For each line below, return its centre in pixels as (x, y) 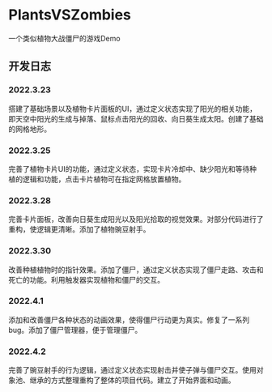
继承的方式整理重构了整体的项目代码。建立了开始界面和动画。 (132, 380)
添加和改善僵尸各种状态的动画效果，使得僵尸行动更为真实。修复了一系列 (129, 320)
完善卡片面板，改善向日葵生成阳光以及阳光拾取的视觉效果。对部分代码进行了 (136, 219)
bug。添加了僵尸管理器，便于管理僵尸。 (75, 330)
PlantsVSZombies (70, 15)
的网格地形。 (30, 129)
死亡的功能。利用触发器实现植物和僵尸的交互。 (86, 279)
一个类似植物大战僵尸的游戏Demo (64, 38)
